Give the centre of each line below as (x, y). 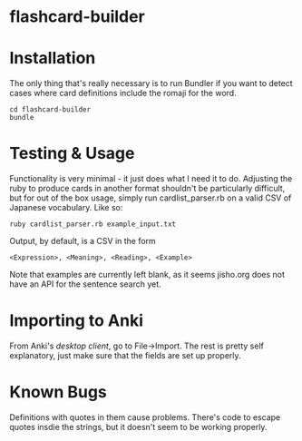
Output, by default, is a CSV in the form (83, 241)
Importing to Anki (76, 321)
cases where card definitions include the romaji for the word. (123, 93)
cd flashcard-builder (50, 110)
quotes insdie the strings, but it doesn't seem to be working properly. (138, 426)
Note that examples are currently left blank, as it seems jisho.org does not (147, 275)
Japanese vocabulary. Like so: (66, 208)
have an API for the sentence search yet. (85, 284)
